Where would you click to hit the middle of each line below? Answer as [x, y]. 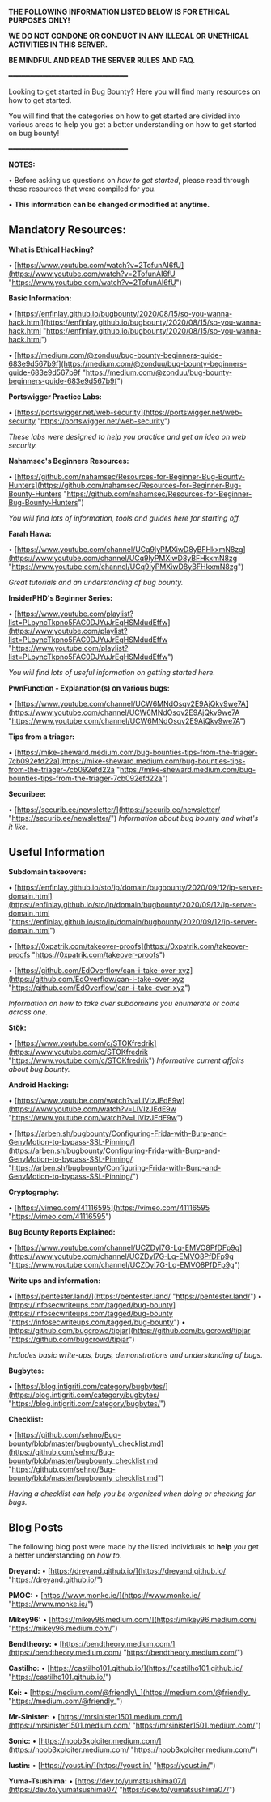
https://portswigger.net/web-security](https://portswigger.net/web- [129, 412]
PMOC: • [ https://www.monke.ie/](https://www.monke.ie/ [104, 1596]
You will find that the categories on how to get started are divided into [125, 116]
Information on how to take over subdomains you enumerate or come [124, 1003]
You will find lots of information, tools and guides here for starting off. [125, 518]
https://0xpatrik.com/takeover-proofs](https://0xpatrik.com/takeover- [133, 946]
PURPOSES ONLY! [39, 20]
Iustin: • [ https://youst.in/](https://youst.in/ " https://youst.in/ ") [112, 1766]
